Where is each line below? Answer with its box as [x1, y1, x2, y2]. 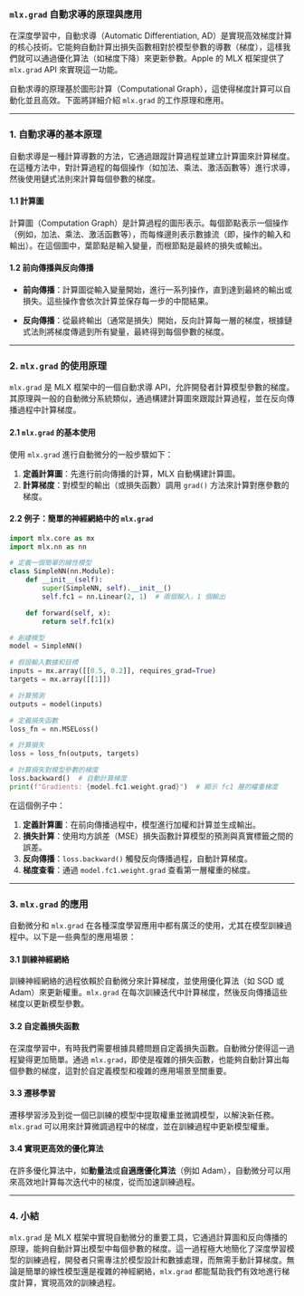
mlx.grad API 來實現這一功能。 [9, 64, 123, 75]
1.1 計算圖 [9, 196, 44, 206]
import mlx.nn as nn [9, 542, 88, 552]
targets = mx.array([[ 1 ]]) [9, 675, 111, 685]
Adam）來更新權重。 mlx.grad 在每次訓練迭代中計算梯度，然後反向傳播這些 [9, 987, 288, 998]
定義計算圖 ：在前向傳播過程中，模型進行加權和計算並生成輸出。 [22, 819, 261, 830]
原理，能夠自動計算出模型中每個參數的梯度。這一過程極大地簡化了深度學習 [9, 1243, 287, 1254]
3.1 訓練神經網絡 [9, 954, 70, 965]
